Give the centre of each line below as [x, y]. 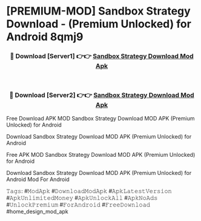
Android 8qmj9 [45, 37]
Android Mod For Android [38, 179]
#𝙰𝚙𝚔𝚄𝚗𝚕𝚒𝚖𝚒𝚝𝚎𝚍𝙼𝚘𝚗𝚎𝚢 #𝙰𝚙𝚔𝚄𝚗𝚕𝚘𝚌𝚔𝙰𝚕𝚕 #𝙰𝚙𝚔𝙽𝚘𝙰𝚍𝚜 [82, 197]
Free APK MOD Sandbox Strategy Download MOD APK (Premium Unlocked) [101, 154]
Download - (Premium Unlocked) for [99, 24]
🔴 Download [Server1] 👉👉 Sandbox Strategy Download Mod [102, 56]
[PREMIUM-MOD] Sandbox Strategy [98, 11]
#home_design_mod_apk [37, 211]
